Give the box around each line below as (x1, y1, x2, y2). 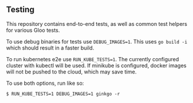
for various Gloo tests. (6, 26, 60, 34)
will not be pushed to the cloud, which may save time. (6, 68, 137, 75)
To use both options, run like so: (6, 79, 84, 87)
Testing (6, 5, 35, 15)
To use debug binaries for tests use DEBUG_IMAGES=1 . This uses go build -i (6, 38, 188, 45)
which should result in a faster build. (6, 44, 94, 51)
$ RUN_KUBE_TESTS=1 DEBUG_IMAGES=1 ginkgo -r (6, 91, 120, 97)
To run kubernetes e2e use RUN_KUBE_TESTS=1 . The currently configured (6, 55, 179, 62)
